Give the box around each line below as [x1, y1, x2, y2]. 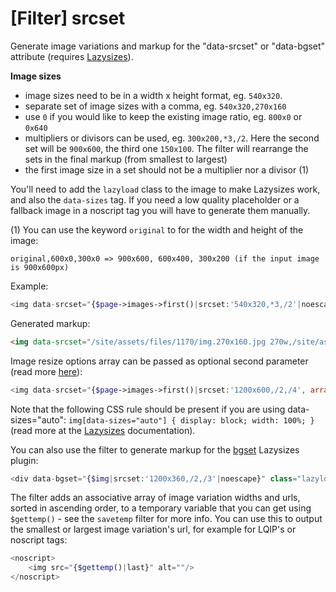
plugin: [10, 454, 39, 466]
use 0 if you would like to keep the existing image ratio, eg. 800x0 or [24, 110, 303, 122]
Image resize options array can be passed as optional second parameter [10, 355, 309, 367]
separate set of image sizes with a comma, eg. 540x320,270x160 [24, 100, 287, 112]
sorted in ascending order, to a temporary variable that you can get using [10, 502, 312, 514]
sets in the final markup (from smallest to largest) [24, 153, 228, 165]
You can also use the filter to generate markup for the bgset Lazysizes [10, 443, 300, 456]
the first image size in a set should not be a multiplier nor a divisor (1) [24, 163, 310, 176]
